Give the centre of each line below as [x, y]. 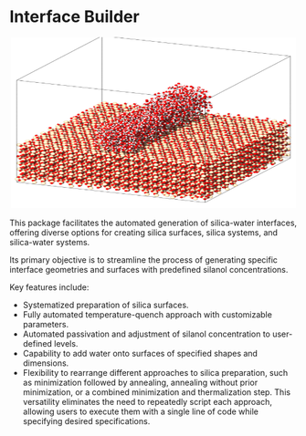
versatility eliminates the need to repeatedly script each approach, [147, 401]
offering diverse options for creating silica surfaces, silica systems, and [144, 232]
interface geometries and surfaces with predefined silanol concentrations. [149, 269]
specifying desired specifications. [86, 420]
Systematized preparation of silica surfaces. [106, 305]
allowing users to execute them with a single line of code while [140, 411]
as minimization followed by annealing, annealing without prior [140, 382]
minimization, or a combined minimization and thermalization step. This [156, 392]
